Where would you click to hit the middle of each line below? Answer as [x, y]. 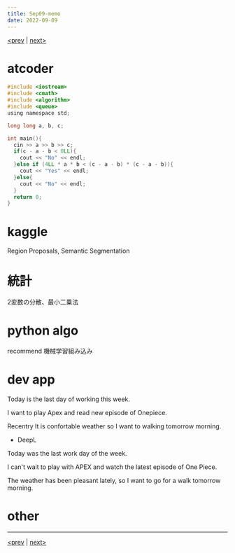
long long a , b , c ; [36, 126]
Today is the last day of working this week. [69, 399]
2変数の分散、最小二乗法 [43, 302]
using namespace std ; [39, 113]
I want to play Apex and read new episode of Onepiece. [87, 413]
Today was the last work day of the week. [67, 454]
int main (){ [24, 138]
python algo [43, 331]
